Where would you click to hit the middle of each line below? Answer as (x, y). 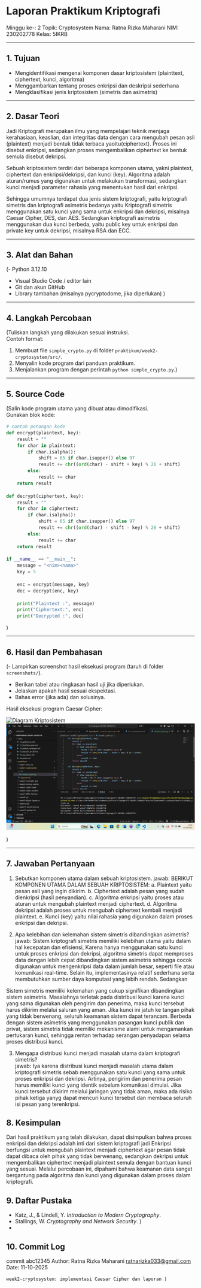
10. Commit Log (36, 1246)
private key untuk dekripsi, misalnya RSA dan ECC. (69, 230)
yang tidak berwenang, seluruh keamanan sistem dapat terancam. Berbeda (99, 1016)
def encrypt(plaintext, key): (44, 433)
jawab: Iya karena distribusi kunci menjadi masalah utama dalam (94, 1066)
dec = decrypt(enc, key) (48, 591)
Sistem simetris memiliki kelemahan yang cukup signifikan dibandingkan (95, 990)
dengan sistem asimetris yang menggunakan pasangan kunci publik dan (95, 1022)
